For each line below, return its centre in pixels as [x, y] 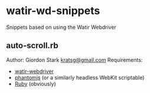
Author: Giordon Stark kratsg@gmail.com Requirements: [74, 59]
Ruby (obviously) [35, 84]
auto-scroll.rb [32, 46]
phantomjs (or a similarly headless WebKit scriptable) [79, 77]
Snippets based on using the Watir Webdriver [61, 27]
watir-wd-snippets [53, 11]
